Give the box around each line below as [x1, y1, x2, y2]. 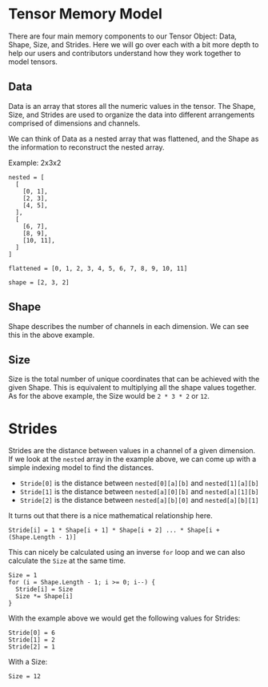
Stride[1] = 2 [8, 636, 56, 645]
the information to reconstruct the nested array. [8, 142, 166, 152]
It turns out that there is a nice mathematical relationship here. [8, 511, 214, 520]
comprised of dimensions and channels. [8, 118, 141, 128]
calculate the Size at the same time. [8, 556, 126, 565]
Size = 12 [8, 673, 42, 681]
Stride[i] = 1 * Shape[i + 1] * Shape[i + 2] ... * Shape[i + [8, 526, 220, 535]
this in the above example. [8, 330, 95, 339]
